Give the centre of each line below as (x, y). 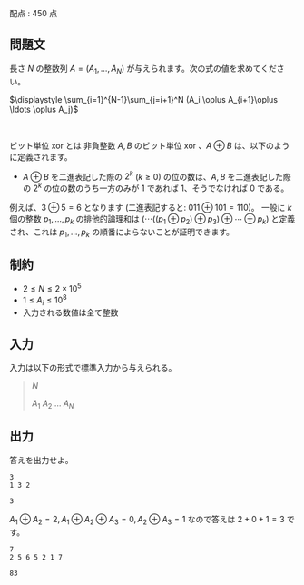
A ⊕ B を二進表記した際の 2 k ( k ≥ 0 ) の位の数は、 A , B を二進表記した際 (157, 175)
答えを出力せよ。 (41, 460)
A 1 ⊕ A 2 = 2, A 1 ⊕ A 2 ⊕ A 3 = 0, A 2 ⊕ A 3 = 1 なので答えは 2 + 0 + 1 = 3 (147, 520)
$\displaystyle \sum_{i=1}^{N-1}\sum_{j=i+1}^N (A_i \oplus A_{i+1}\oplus (144, 99)
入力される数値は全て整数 (70, 312)
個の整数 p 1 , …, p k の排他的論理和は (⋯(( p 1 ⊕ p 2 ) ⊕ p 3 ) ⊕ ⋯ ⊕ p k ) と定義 (152, 219)
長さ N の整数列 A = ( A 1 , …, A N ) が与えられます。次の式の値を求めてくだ (143, 69)
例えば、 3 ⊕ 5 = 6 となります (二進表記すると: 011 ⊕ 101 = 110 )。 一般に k (151, 207)
